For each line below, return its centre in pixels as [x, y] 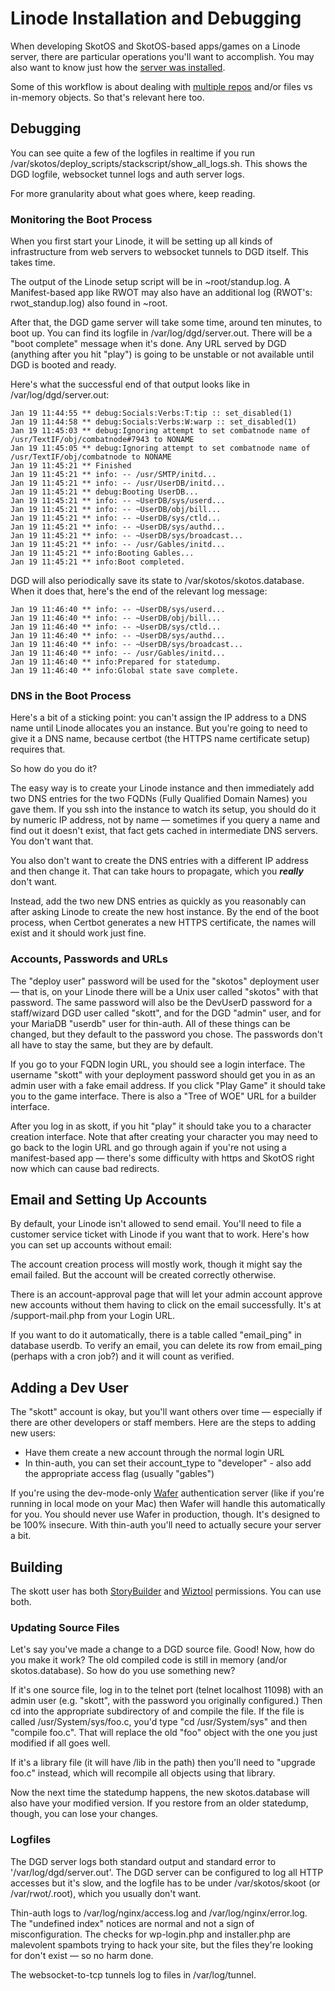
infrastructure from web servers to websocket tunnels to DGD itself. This [159, 252]
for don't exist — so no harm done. [82, 1955]
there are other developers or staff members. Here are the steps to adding [163, 1423]
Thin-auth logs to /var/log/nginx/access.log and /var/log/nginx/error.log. [159, 1913]
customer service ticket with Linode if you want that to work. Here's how [160, 1234]
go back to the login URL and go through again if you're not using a [148, 1147]
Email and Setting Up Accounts [109, 1200]
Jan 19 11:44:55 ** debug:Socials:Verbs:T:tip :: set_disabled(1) [151, 413]
